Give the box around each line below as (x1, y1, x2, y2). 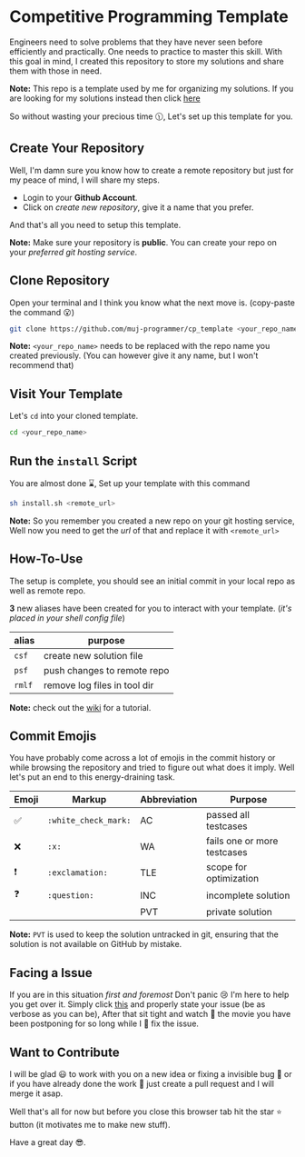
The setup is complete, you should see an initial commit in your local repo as (9, 575, 296, 586)
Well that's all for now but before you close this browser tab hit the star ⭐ (9, 1106, 283, 1117)
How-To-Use (9, 552, 84, 567)
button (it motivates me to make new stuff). (9, 1120, 171, 1131)
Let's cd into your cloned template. (9, 411, 139, 422)
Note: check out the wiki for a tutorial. (9, 702, 152, 713)
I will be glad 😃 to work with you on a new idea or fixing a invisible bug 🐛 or (9, 1069, 292, 1080)
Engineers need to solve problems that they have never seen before (9, 36, 263, 47)
